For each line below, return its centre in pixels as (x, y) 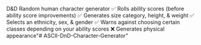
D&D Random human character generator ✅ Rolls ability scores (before (95, 9)
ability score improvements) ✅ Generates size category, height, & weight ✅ (100, 15)
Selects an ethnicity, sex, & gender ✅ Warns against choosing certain (93, 22)
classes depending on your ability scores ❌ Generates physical (86, 29)
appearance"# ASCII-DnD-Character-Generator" (67, 36)
